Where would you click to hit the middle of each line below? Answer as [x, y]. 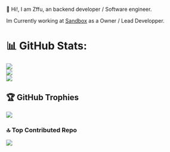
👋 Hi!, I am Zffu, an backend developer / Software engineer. [79, 9]
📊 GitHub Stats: [47, 46]
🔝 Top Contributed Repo [42, 130]
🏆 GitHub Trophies [43, 97]
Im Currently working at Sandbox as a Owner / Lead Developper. [86, 21]
